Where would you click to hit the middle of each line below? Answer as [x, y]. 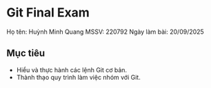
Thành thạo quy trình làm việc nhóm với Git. [78, 77]
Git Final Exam [48, 13]
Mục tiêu [26, 53]
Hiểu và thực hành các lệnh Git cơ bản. [72, 69]
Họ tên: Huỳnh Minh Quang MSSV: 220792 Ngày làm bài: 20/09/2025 [105, 32]
